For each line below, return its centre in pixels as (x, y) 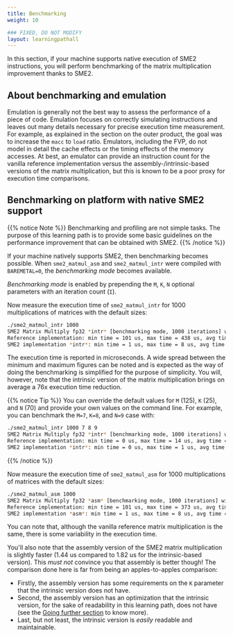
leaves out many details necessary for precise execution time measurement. (116, 127)
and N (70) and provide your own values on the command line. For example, (115, 408)
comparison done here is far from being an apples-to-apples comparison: (113, 570)
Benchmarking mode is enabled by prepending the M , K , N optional (101, 284)
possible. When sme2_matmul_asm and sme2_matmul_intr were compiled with (114, 263)
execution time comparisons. (49, 178)
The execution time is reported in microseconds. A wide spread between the (116, 357)
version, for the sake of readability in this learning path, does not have (117, 605)
